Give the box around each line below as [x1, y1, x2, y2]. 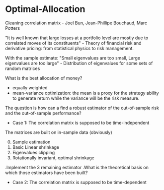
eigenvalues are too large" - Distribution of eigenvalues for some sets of [5, 60, 153, 66]
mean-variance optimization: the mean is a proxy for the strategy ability [12, 90, 159, 96]
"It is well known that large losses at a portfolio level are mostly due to [5, 35, 149, 41]
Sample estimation [12, 139, 51, 145]
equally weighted [12, 84, 48, 90]
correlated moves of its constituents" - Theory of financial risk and [5, 40, 142, 46]
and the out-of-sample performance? [5, 110, 82, 116]
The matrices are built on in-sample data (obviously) [5, 129, 113, 135]
